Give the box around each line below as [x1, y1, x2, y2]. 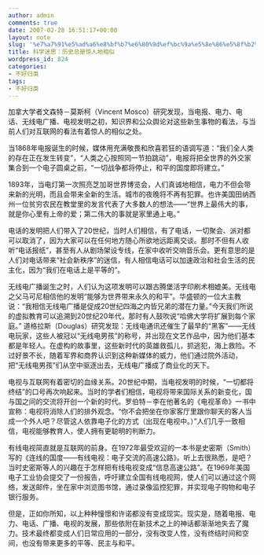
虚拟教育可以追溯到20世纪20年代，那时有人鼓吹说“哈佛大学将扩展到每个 [14, 311, 249, 321]
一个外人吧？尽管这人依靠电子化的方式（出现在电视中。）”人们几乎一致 [14, 417, 239, 426]
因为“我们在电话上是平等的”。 [28, 265, 125, 275]
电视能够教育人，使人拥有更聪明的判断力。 [21, 426, 159, 436]
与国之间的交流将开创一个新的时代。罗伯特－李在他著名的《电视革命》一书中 [8, 397, 256, 406]
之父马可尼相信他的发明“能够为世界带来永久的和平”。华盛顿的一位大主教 [8, 292, 242, 301]
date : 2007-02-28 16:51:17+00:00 [8, 26, 118, 34]
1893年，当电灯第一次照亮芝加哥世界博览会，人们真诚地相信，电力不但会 [8, 180, 244, 189]
